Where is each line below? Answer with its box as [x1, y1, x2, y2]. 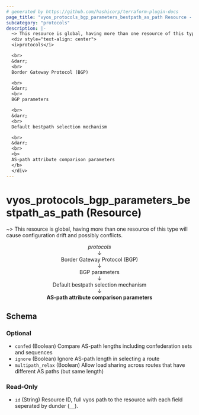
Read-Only [6, 383, 38, 391]
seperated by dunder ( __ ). [14, 403, 79, 410]
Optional [6, 329, 31, 337]
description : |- [6, 25, 46, 32]
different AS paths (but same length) [14, 368, 104, 375]
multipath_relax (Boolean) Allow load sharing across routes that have [14, 361, 185, 369]
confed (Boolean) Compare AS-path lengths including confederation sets [14, 342, 192, 350]
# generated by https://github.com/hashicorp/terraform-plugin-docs [6, 8, 179, 15]
